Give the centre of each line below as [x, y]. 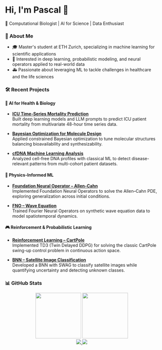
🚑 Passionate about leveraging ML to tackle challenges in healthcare [82, 70]
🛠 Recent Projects [27, 90]
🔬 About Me [19, 36]
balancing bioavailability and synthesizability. [57, 144]
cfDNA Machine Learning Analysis [48, 153]
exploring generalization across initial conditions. [61, 196]
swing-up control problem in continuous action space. [66, 250]
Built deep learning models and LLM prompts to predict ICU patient [79, 119]
